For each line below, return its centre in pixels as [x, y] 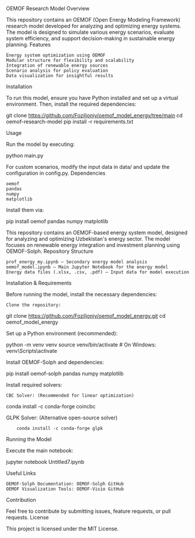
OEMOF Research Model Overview [48, 8]
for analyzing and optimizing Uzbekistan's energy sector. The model [88, 239]
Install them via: [25, 210]
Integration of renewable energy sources [57, 65]
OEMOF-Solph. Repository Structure [50, 251]
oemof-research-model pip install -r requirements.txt [70, 122]
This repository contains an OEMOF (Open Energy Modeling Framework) [93, 20]
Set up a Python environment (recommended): [62, 333]
